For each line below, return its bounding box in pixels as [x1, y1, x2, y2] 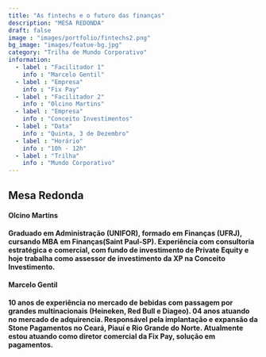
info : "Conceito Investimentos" [22, 115, 133, 123]
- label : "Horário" [15, 136, 83, 145]
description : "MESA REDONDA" [8, 19, 105, 27]
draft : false [8, 26, 52, 34]
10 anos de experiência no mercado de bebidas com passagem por [8, 297, 233, 307]
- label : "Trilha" [15, 152, 80, 159]
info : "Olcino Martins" [22, 100, 105, 108]
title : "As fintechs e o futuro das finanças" [8, 11, 165, 20]
